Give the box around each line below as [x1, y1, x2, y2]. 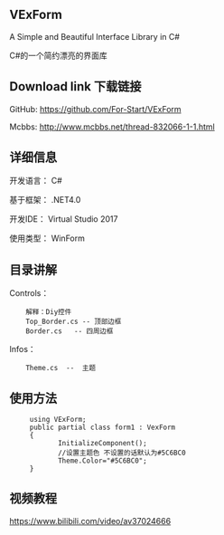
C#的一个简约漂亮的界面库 [9, 50, 108, 61]
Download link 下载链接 [9, 79, 142, 94]
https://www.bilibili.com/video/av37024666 [9, 515, 172, 526]
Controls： [9, 288, 50, 299]
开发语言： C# [9, 176, 63, 186]
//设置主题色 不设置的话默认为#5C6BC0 [57, 448, 187, 458]
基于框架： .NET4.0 [9, 195, 81, 205]
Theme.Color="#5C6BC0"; [57, 456, 147, 465]
